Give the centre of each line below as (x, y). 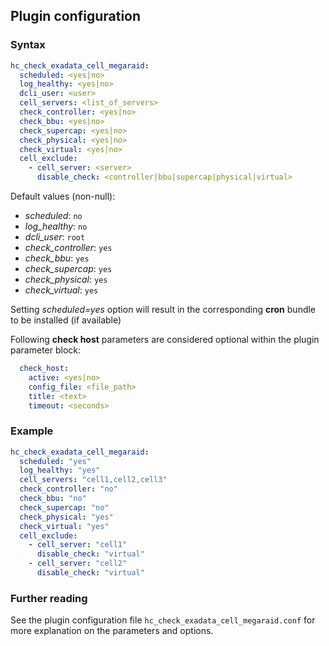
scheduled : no (53, 216)
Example (32, 431)
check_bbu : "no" (53, 499)
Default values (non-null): (63, 196)
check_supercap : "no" (64, 507)
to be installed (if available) (66, 320)
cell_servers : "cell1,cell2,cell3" (93, 480)
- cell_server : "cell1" (78, 545)
